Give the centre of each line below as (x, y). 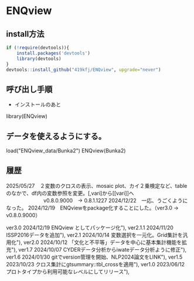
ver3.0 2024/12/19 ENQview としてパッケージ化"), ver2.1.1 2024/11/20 (90, 228)
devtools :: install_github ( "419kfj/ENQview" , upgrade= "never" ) (84, 70)
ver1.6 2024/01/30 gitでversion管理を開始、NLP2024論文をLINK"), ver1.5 (94, 257)
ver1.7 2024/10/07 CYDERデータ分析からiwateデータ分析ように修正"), (103, 249)
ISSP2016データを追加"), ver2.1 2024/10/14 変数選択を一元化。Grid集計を (94, 235)
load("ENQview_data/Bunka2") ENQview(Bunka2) (66, 150)
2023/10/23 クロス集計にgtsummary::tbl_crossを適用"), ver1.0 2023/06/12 (96, 264)
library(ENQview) (27, 116)
